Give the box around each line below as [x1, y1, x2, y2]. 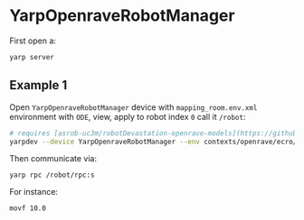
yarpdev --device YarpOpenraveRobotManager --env [9, 137, 201, 146]
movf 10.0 [9, 204, 47, 213]
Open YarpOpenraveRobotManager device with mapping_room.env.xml [9, 101, 258, 113]
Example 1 [9, 78, 68, 93]
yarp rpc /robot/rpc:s [9, 170, 95, 180]
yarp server [9, 52, 54, 61]
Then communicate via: [9, 153, 98, 164]
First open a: [9, 35, 57, 46]
